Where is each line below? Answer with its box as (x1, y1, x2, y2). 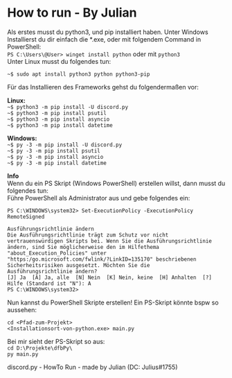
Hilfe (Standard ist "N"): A (7, 280, 91, 287)
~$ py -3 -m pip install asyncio (7, 153, 104, 160)
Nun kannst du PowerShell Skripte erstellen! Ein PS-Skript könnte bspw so (7, 298, 220, 307)
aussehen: (7, 305, 37, 313)
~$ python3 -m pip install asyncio (7, 116, 110, 123)
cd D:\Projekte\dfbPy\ (7, 345, 73, 352)
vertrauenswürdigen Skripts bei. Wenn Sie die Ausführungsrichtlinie (7, 237, 213, 244)
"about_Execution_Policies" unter (7, 250, 107, 257)
